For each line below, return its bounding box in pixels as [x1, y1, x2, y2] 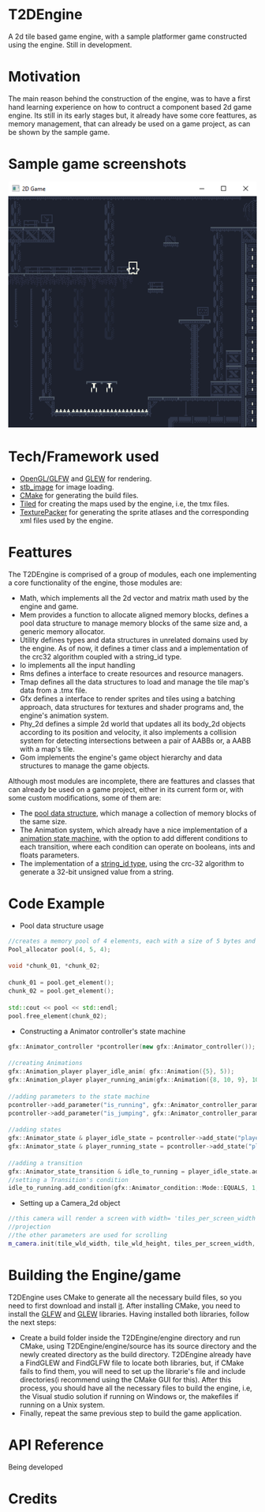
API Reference [8, 1435, 104, 1454]
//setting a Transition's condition [8, 1176, 129, 1184]
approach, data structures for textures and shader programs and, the [19, 702, 244, 711]
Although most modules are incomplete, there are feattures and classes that [8, 776, 256, 786]
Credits [8, 1490, 58, 1507]
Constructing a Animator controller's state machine [19, 1026, 186, 1036]
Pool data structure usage [19, 921, 104, 930]
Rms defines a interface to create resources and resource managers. [19, 669, 244, 678]
